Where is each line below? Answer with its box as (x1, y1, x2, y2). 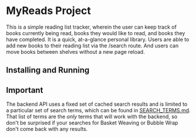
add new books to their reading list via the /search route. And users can (6, 42, 179, 49)
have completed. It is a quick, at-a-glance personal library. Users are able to (6, 36, 190, 43)
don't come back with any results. (6, 126, 88, 133)
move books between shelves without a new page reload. (6, 48, 145, 55)
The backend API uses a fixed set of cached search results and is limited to (6, 101, 188, 108)
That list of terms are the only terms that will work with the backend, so (6, 113, 177, 120)
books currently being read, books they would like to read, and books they (6, 29, 185, 36)
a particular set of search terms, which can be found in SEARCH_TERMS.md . (6, 107, 191, 114)
